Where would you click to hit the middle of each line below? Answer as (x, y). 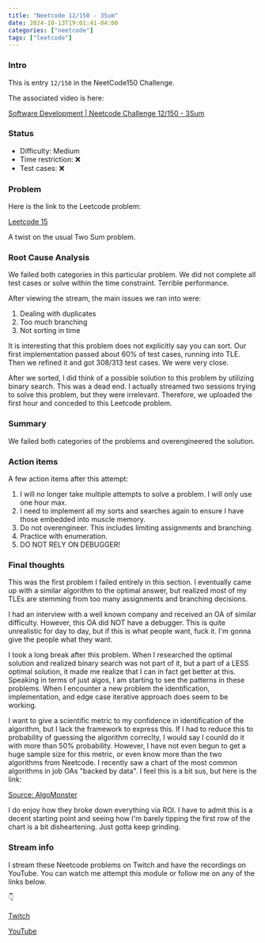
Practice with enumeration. (64, 536)
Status (21, 134)
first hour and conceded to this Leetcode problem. (90, 403)
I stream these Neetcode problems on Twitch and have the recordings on (127, 865)
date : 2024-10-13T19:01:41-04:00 (63, 23)
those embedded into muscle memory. (83, 520)
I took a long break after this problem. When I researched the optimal (120, 655)
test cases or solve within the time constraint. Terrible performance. (119, 283)
